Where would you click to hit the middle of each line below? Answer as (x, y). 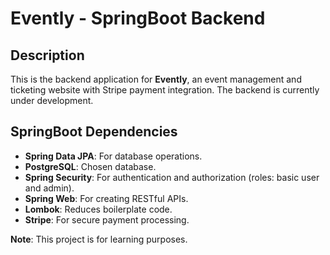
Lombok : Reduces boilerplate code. (98, 209)
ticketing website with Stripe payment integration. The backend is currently (165, 90)
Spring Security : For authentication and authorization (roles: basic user (172, 177)
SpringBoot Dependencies (94, 132)
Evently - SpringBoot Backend (138, 18)
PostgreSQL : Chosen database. (90, 166)
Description (47, 55)
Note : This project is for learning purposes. (99, 239)
